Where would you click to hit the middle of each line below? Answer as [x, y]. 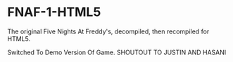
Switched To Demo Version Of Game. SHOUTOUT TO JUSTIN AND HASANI [117, 52]
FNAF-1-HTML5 [54, 12]
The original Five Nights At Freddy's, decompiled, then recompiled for [108, 31]
